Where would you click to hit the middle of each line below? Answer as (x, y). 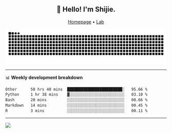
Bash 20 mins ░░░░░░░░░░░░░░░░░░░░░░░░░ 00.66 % (76, 100)
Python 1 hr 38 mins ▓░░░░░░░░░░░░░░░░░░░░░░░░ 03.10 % (76, 95)
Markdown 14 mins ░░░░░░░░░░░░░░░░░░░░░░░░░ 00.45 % (76, 105)
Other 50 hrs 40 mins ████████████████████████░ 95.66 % (76, 89)
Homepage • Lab (86, 21)
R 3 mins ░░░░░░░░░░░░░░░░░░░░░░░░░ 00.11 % (76, 111)
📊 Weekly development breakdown (44, 77)
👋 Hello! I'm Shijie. (86, 9)
